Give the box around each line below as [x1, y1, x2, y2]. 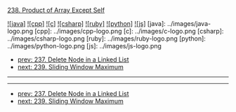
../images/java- [167, 20, 211, 27]
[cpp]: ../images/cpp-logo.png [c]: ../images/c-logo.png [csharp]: [34, 27, 224, 35]
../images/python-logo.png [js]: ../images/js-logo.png [7, 42, 162, 50]
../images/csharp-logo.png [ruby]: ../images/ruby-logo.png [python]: [7, 34, 206, 43]
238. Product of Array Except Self [7, 6, 105, 14]
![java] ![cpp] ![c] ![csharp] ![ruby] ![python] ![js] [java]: [7, 20, 166, 27]
